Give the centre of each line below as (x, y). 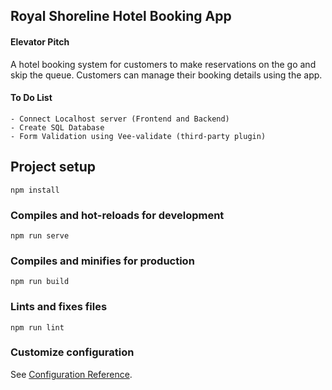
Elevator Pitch (40, 41)
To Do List (31, 98)
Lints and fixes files (59, 307)
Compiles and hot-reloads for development (117, 215)
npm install (35, 190)
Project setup (53, 167)
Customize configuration (72, 352)
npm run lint (37, 327)
